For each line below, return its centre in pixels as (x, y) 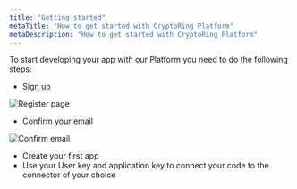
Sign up (36, 87)
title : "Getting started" (57, 17)
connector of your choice (69, 175)
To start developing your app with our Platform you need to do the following (148, 60)
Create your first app (60, 156)
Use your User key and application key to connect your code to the (146, 166)
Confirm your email (58, 121)
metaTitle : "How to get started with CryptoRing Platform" (122, 26)
